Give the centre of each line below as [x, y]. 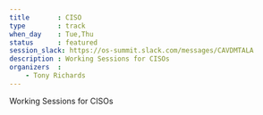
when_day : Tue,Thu [51, 34]
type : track [48, 26]
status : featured [54, 42]
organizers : [36, 68]
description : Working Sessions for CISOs [89, 59]
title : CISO [46, 17]
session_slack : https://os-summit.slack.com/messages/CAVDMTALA [131, 51]
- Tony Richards [56, 76]
